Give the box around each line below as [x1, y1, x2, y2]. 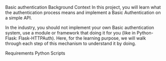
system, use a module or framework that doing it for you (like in [5, 30, 136, 35]
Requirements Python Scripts [5, 50, 65, 56]
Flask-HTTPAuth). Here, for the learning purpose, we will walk [18, 35, 146, 41]
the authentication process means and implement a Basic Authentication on [5, 9, 161, 15]
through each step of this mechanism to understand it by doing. [5, 40, 136, 46]
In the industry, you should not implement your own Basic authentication [5, 24, 154, 30]
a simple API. [5, 15, 32, 20]
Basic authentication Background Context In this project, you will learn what [5, 4, 161, 10]
